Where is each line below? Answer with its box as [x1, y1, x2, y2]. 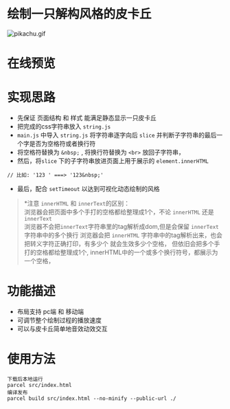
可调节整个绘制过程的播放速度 [16, 316, 102, 324]
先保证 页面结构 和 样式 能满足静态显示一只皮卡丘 [16, 114, 157, 122]
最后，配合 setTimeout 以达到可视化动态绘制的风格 [16, 185, 160, 193]
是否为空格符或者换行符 [29, 140, 96, 148]
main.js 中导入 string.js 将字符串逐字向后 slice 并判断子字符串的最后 [16, 131, 217, 140]
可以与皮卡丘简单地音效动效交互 [16, 324, 108, 333]
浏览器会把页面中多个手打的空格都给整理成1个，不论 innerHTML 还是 [23, 208, 214, 217]
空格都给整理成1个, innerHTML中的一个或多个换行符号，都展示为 [36, 248, 218, 256]
